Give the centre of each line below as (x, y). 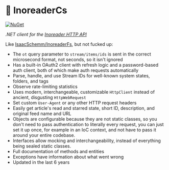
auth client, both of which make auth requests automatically (76, 70)
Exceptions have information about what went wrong (68, 157)
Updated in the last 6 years (41, 162)
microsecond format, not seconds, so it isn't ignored (68, 59)
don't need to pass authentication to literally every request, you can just (88, 124)
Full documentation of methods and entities (58, 151)
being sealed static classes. (42, 146)
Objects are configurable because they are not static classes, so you (85, 119)
